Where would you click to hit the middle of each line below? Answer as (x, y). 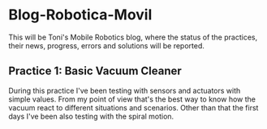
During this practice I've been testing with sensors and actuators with (125, 90)
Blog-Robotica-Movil (80, 15)
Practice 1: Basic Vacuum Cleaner (95, 71)
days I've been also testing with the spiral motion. (91, 116)
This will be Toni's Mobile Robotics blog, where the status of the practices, (133, 37)
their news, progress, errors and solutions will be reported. (107, 45)
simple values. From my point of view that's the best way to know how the (132, 99)
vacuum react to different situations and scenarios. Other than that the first (133, 107)
